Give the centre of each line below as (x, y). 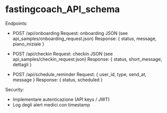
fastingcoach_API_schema (62, 9)
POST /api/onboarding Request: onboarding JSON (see (70, 33)
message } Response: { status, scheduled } (57, 80)
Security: (15, 89)
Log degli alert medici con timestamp (51, 104)
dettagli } (22, 64)
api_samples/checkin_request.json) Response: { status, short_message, (87, 59)
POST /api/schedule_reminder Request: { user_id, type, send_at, (79, 74)
